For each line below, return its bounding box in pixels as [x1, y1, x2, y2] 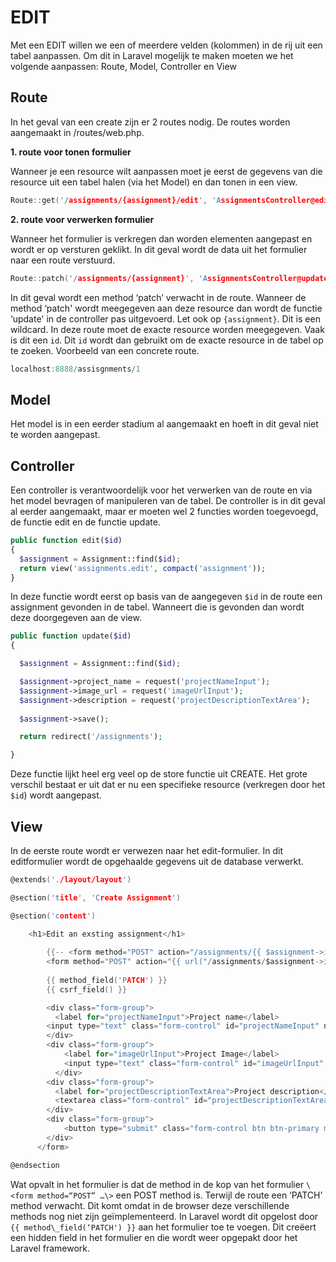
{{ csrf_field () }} [46, 984, 128, 995]
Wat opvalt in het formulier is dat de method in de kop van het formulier [10, 1178, 305, 1190]
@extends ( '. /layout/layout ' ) [10, 874, 132, 885]
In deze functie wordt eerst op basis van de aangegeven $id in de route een [10, 591, 323, 603]
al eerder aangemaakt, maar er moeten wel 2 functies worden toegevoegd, [10, 506, 319, 517]
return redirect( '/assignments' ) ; [19, 732, 163, 742]
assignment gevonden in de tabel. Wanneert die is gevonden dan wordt [10, 601, 305, 613]
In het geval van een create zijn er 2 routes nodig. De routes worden [10, 116, 291, 128]
